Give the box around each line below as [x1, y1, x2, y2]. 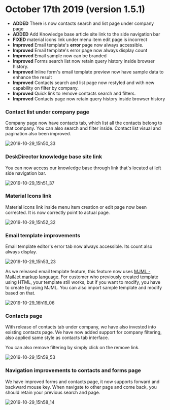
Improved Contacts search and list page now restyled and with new [12, 80, 155, 86]
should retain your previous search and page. [5, 389, 100, 395]
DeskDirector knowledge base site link [5, 153, 103, 160]
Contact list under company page [5, 108, 90, 115]
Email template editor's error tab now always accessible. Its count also [5, 243, 153, 249]
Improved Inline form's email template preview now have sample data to [12, 68, 164, 74]
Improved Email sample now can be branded [12, 52, 107, 59]
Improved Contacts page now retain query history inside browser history [12, 95, 165, 102]
